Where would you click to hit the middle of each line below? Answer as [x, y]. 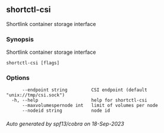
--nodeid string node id [66, 111]
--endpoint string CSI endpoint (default [84, 90]
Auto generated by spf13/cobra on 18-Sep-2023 [65, 124]
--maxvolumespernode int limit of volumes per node [90, 106]
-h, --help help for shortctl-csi [79, 100]
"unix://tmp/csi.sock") [36, 95]
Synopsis [20, 39]
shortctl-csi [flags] [33, 63]
